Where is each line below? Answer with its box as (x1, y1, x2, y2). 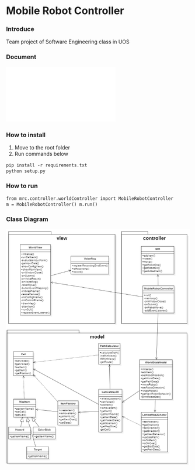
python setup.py (6, 168, 46, 174)
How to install (6, 131, 46, 139)
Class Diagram (6, 215, 48, 223)
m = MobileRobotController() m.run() (6, 202, 98, 207)
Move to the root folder (14, 144, 70, 151)
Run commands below (14, 151, 68, 158)
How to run (6, 182, 38, 190)
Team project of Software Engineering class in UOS (6, 38, 130, 45)
